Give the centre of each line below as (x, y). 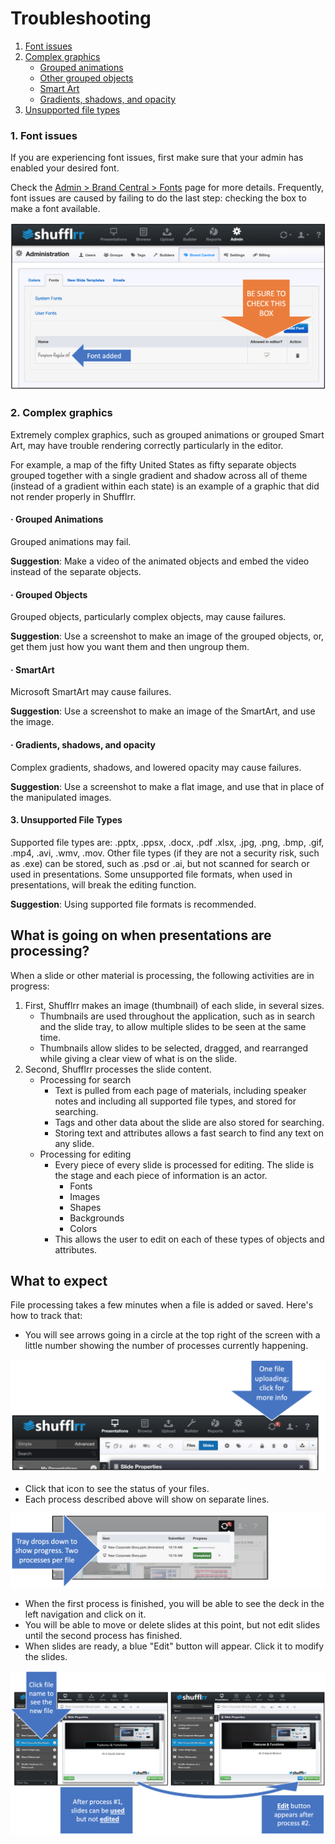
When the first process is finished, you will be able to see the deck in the (174, 1603)
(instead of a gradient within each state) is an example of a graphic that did (165, 486)
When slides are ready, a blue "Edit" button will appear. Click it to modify (174, 1646)
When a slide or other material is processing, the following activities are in (162, 975)
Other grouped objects (86, 78)
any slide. (74, 1143)
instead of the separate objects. (76, 571)
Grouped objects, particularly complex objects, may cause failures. (148, 617)
